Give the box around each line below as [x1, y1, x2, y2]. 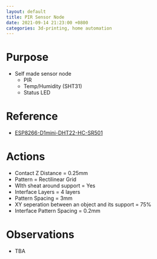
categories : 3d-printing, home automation [6, 25, 112, 31]
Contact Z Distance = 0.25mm [14, 170, 89, 177]
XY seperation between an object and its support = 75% [14, 201, 152, 208]
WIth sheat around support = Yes [14, 182, 96, 189]
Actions [6, 150, 45, 163]
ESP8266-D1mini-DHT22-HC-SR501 [14, 129, 103, 137]
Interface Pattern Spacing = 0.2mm [14, 208, 101, 215]
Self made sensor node [14, 70, 72, 77]
